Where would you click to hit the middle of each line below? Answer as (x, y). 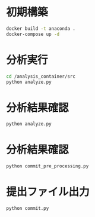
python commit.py (28, 208)
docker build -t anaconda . (41, 28)
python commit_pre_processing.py (47, 166)
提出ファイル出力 (48, 192)
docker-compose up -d (33, 34)
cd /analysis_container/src (41, 76)
